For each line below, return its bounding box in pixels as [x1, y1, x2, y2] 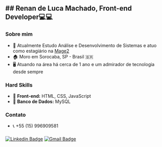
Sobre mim [5, 31, 33, 38]
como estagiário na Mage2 [12, 48, 70, 54]
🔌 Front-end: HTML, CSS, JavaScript [12, 93, 91, 99]
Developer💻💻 [5, 13, 53, 22]
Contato [5, 111, 26, 118]
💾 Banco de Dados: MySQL [12, 98, 71, 104]
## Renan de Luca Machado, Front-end [5, 4, 132, 13]
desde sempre [12, 69, 43, 75]
